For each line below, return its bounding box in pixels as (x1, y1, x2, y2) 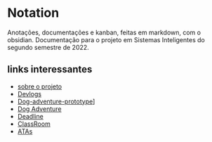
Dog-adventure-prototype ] (17, 97, 95, 105)
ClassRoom (17, 120, 51, 128)
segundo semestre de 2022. (7, 43, 89, 51)
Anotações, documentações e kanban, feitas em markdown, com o (7, 28, 201, 37)
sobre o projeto (17, 82, 62, 91)
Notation (7, 5, 60, 21)
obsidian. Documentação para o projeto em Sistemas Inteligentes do (7, 35, 205, 44)
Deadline (17, 112, 44, 120)
